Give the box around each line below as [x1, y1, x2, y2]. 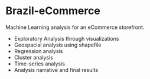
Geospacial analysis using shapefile [14, 41, 102, 48]
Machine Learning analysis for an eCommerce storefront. [5, 24, 145, 31]
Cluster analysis [14, 54, 54, 61]
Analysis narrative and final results [14, 66, 99, 73]
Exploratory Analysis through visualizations [14, 35, 119, 42]
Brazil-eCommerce [5, 4, 101, 18]
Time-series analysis [14, 60, 66, 67]
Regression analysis [14, 47, 63, 54]
